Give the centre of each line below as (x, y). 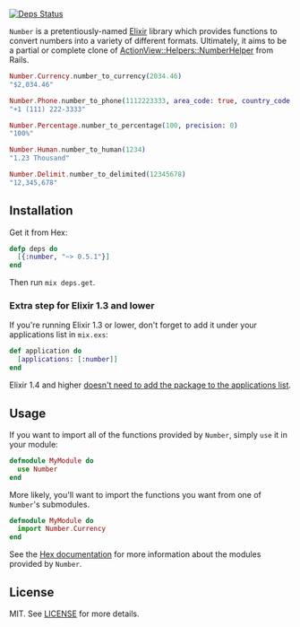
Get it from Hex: (39, 232)
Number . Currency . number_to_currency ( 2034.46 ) (95, 76)
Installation (41, 211)
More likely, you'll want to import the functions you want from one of (135, 494)
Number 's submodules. (50, 504)
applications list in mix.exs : (59, 335)
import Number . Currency (61, 529)
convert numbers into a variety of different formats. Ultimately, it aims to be (148, 41)
